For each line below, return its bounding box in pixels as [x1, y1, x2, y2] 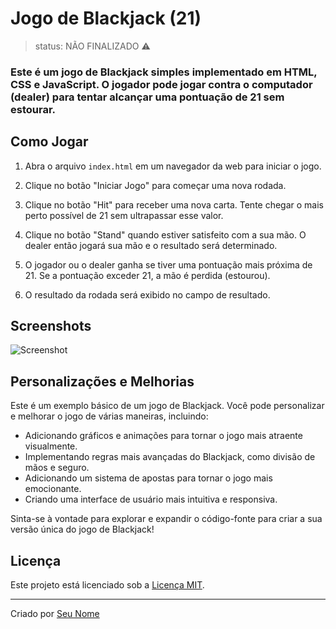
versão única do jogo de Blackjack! [10, 523, 155, 536]
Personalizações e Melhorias [10, 373, 195, 390]
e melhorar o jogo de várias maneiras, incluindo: [10, 410, 209, 422]
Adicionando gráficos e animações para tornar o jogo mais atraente [24, 430, 303, 442]
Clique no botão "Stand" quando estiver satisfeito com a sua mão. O [24, 228, 307, 241]
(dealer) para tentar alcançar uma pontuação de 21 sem [10, 90, 285, 104]
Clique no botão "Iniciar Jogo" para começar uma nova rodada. [24, 179, 287, 191]
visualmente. [24, 440, 78, 452]
